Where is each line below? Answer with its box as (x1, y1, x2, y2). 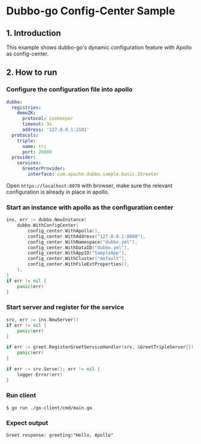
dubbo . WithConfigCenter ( (17, 222, 79, 228)
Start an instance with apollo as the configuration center (6, 203, 173, 212)
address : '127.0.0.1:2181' (22, 127, 90, 133)
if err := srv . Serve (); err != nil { (6, 366, 100, 372)
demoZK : (17, 110, 36, 116)
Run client (6, 391, 36, 400)
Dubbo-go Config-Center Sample (6, 4, 175, 18)
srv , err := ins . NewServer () (6, 317, 79, 323)
